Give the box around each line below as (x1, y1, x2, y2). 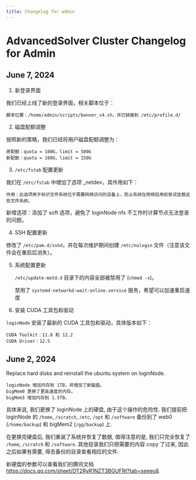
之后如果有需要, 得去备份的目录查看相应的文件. (6, 448, 119, 455)
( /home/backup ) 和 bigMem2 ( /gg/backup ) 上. (6, 421, 112, 428)
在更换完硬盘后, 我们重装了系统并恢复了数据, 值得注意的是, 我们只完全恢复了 (6, 433, 190, 440)
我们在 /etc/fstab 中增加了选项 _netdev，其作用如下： (6, 179, 138, 186)
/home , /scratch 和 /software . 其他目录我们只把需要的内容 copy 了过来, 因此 (6, 441, 189, 448)
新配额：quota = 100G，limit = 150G (6, 155, 92, 161)
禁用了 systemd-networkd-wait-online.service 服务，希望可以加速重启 (14, 286, 185, 293)
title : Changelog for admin (6, 8, 75, 15)
